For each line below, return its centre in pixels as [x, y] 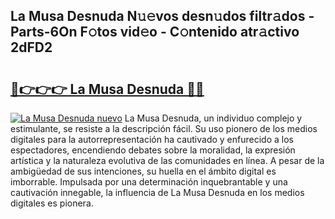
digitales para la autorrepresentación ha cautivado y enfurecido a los [152, 139]
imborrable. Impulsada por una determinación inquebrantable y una [149, 182]
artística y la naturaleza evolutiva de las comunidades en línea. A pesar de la [167, 160]
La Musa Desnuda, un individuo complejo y [213, 118]
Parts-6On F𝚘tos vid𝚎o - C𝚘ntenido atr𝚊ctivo [155, 32]
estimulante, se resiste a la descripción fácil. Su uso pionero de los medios [164, 128]
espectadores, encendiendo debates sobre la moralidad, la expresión [153, 150]
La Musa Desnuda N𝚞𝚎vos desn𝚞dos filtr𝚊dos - [162, 16]
